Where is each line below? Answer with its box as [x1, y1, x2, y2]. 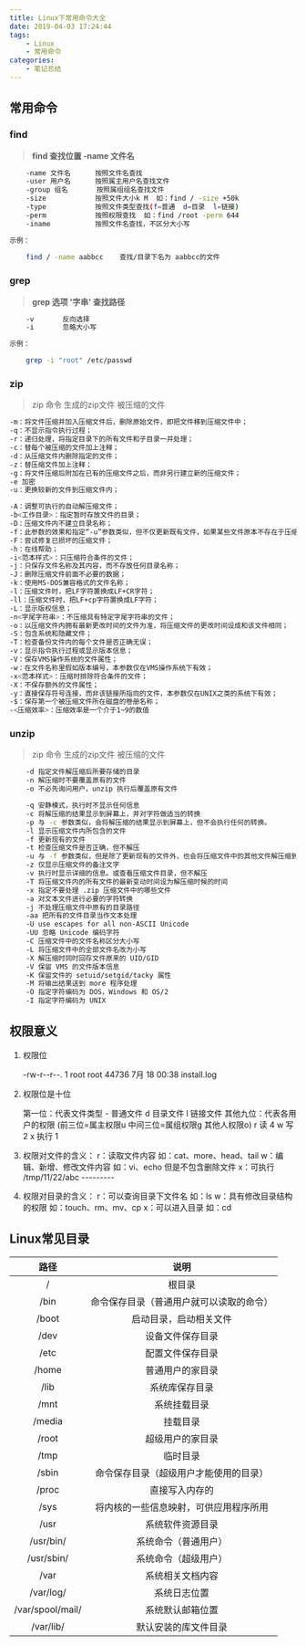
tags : [9, 30, 30, 39]
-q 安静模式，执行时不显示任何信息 [25, 801, 140, 811]
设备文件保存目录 [145, 1329, 219, 1342]
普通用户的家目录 [145, 1364, 219, 1377]
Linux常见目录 [9, 1232, 89, 1247]
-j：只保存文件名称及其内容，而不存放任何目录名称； [9, 561, 180, 571]
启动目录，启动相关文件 [131, 1312, 232, 1325]
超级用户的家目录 [145, 1432, 219, 1445]
